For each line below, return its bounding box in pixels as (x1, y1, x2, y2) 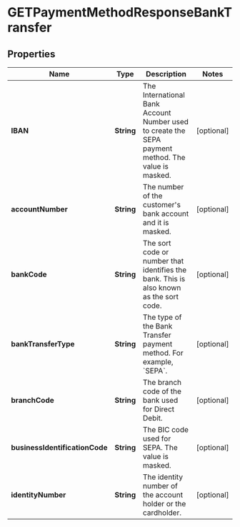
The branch (142, 378, 182, 387)
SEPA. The (142, 443, 178, 452)
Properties (7, 48, 56, 60)
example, (142, 357, 174, 366)
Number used (142, 117, 189, 126)
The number (142, 182, 184, 191)
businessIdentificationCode (11, 443, 108, 452)
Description (145, 69, 187, 79)
